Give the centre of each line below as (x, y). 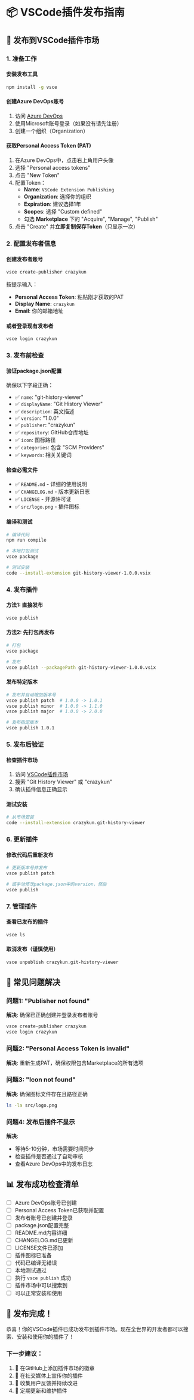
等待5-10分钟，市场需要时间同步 (54, 1149)
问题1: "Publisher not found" (48, 1001)
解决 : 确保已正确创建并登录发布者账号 (52, 1015)
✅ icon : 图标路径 (35, 440)
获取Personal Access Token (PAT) (49, 146)
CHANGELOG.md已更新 (44, 1240)
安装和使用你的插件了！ (45, 1337)
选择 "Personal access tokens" (53, 167)
